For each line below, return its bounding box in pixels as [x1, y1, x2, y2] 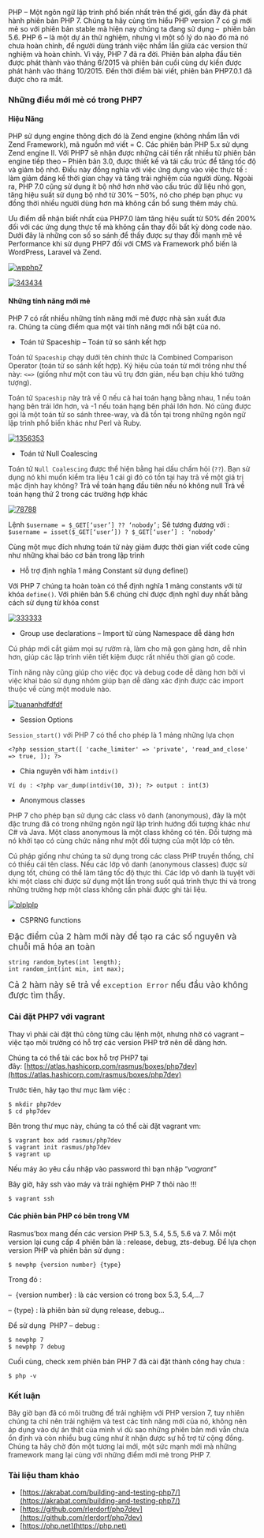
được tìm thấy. [8, 990, 65, 1001]
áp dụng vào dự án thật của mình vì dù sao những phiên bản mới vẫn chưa [8, 1425, 250, 1435]
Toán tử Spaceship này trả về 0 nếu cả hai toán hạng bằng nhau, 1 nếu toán [8, 393, 251, 403]
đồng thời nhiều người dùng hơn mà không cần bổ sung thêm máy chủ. [8, 198, 239, 209]
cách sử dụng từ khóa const [8, 598, 99, 607]
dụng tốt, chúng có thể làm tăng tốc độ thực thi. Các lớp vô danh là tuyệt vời [8, 868, 255, 878]
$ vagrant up [8, 1150, 51, 1158]
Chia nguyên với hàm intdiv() [19, 766, 119, 776]
